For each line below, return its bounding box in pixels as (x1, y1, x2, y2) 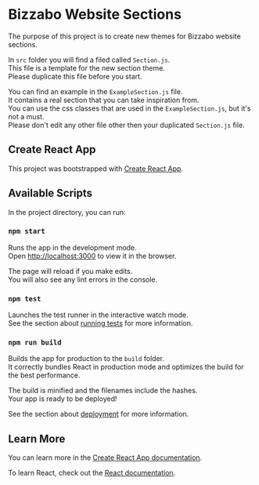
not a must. (8, 111, 45, 121)
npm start (8, 227, 45, 236)
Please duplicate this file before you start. (8, 71, 142, 81)
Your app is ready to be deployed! (8, 394, 117, 403)
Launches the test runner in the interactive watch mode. (8, 310, 189, 319)
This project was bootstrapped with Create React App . (8, 163, 184, 173)
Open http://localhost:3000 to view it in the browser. (8, 251, 177, 261)
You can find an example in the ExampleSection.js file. (8, 86, 183, 96)
